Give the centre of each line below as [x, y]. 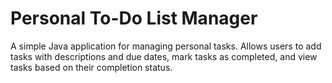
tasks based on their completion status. [91, 67]
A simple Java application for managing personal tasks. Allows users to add [166, 46]
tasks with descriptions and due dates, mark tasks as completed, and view [164, 56]
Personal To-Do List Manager [134, 18]
